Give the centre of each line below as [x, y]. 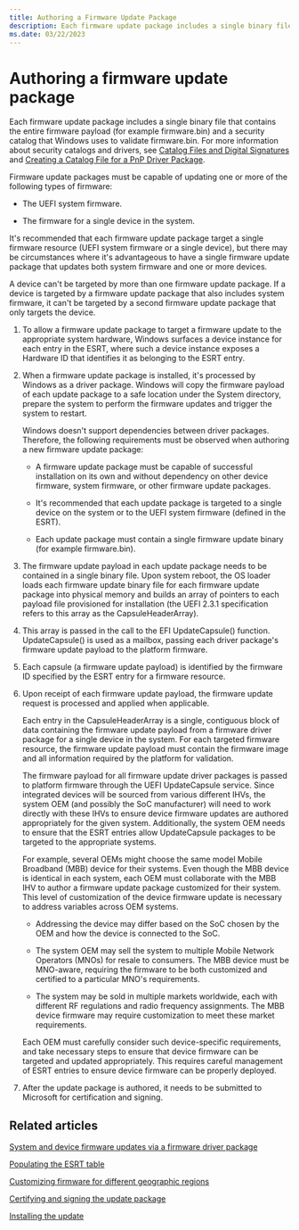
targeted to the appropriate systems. [89, 842]
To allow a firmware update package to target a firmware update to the [152, 330]
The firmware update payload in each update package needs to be [145, 566]
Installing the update [47, 1216]
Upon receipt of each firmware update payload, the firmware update [147, 694]
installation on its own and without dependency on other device [152, 476]
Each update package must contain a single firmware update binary [159, 540]
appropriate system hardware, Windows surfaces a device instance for [152, 339]
